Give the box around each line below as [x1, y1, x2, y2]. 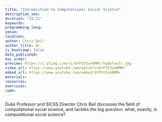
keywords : [5, 20, 25, 26]
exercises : [5, 83, 27, 89]
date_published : [5, 52, 38, 57]
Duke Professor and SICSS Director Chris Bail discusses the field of [5, 101, 140, 107]
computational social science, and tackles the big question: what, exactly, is [5, 107, 157, 112]
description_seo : [5, 12, 40, 16]
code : [5, 88, 16, 93]
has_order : [5, 57, 27, 61]
